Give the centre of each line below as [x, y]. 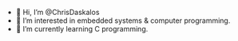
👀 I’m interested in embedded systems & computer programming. [123, 20]
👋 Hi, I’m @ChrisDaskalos [58, 12]
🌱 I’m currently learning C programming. [82, 29]
